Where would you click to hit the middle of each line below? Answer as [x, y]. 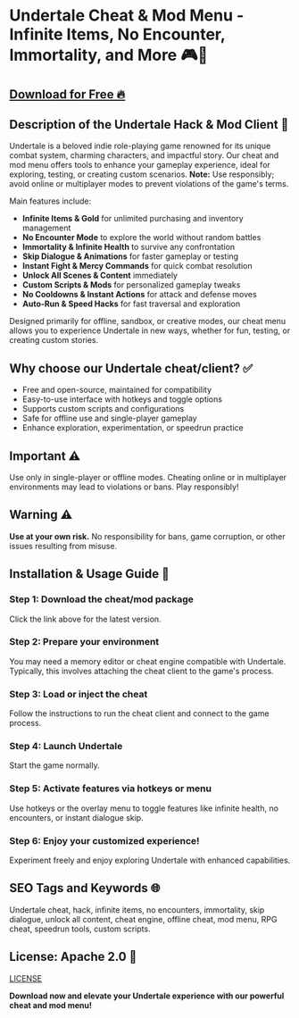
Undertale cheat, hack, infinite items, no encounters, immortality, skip [137, 910]
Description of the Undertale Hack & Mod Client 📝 [149, 125]
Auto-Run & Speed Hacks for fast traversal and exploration [131, 304]
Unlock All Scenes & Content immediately [100, 275]
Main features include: [50, 201]
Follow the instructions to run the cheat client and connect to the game [139, 713]
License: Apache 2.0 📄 [73, 957]
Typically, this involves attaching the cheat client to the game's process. [141, 671]
